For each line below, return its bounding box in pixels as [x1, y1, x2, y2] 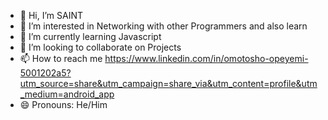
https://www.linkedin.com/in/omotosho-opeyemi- [104, 53, 309, 64]
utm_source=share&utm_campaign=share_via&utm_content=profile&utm [19, 78, 318, 89]
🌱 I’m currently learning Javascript [19, 31, 162, 42]
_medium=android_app [19, 88, 115, 100]
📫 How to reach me [19, 53, 103, 64]
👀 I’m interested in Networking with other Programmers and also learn [19, 20, 308, 32]
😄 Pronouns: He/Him [19, 99, 108, 110]
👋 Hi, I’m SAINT [19, 10, 83, 21]
